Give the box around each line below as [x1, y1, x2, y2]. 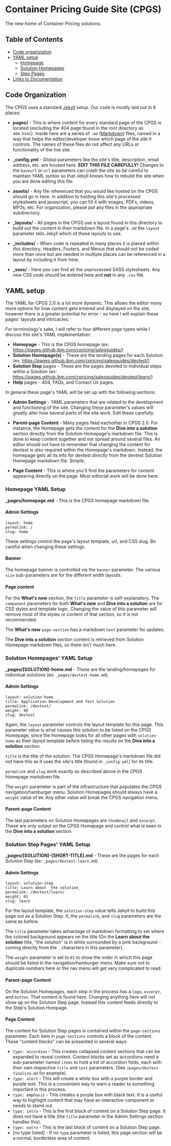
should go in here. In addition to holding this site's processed [12, 193, 141, 199]
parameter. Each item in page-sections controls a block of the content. [5, 1033, 153, 1039]
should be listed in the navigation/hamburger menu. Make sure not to [5, 960, 150, 966]
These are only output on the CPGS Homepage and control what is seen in [5, 822, 162, 829]
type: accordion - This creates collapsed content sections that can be [12, 1048, 160, 1054]
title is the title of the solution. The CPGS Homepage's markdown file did [5, 753, 161, 759]
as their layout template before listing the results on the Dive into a [15, 738, 155, 744]
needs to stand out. [12, 1102, 54, 1108]
